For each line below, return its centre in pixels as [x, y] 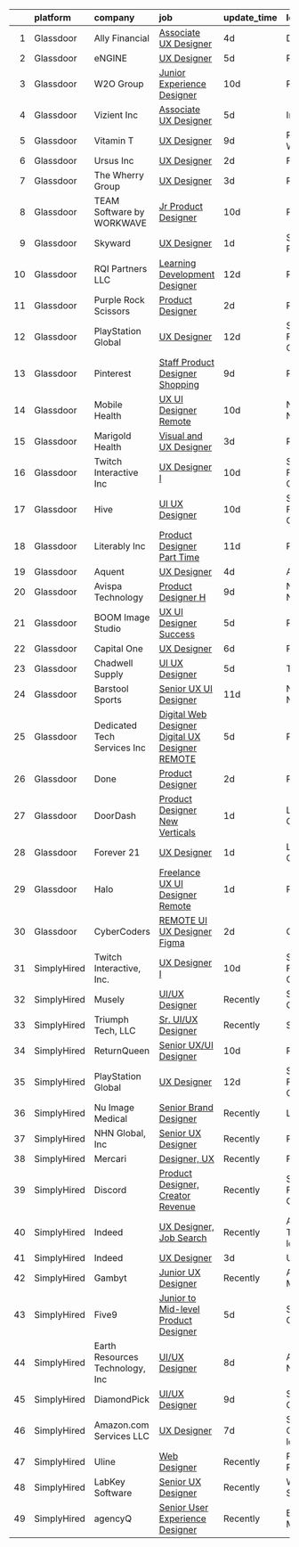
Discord [110, 1190]
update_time [251, 17]
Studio [108, 629]
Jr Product [181, 206]
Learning [178, 263]
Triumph [111, 1019]
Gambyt [110, 1278]
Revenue [177, 1207]
